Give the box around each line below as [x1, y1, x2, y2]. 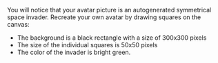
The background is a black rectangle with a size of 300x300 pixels [17, 34, 207, 42]
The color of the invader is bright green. [17, 48, 131, 56]
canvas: [7, 21, 30, 28]
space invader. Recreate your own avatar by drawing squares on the [7, 13, 201, 21]
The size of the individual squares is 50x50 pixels [17, 41, 158, 49]
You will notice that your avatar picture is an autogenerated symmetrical [7, 6, 212, 14]
